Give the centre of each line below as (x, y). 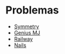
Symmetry (26, 26)
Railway (23, 39)
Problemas (32, 10)
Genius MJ (27, 32)
